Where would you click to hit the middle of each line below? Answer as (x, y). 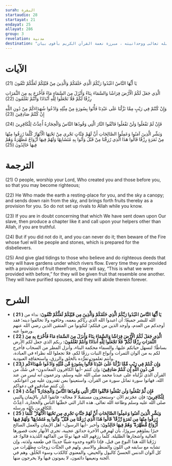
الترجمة (20, 165)
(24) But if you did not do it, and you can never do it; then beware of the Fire (86, 237)
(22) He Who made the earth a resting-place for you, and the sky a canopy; (85, 195)
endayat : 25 (18, 24)
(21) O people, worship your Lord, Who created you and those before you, (83, 180)
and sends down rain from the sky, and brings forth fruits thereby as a (79, 200)
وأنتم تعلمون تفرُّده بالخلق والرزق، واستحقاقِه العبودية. (63, 358)
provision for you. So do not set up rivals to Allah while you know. (74, 206)
